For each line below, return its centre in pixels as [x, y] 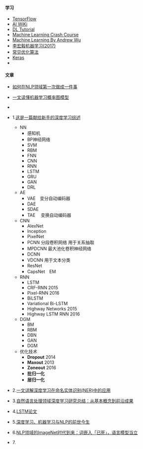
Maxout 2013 [41, 363]
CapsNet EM [41, 272]
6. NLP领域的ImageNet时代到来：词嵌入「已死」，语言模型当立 [75, 433]
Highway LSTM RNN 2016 [53, 314]
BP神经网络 [39, 139]
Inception [37, 231]
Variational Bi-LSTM [48, 304]
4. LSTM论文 [24, 411]
